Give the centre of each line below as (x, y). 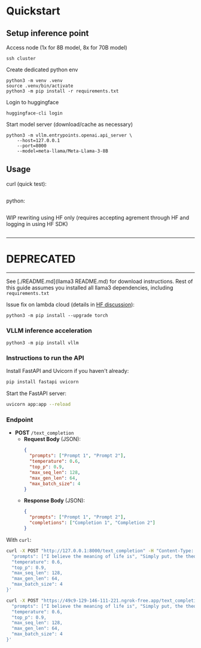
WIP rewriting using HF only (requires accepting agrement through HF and (98, 218)
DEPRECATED (41, 259)
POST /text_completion (44, 433)
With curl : (19, 540)
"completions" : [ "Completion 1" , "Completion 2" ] (92, 523)
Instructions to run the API (45, 358)
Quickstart (33, 11)
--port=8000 (32, 146)
